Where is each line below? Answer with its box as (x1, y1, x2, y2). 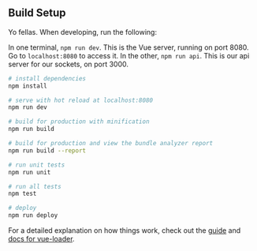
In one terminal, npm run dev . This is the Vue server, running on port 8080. (8, 43, 250, 52)
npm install (8, 82, 47, 90)
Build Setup (8, 6, 66, 20)
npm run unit (8, 168, 51, 176)
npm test (8, 189, 37, 198)
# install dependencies (8, 74, 87, 82)
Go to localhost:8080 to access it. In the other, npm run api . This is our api (8, 51, 250, 60)
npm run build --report (8, 146, 87, 155)
